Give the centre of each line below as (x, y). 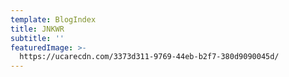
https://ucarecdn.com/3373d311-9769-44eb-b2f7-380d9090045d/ (149, 57)
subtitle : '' (37, 38)
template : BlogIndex (53, 19)
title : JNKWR (37, 29)
